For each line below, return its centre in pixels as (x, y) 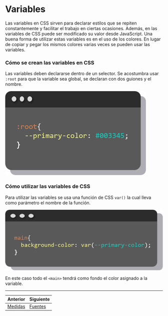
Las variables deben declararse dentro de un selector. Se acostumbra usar (82, 74)
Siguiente (39, 299)
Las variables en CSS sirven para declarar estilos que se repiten (71, 23)
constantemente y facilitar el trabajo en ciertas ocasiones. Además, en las (81, 28)
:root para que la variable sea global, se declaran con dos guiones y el (78, 79)
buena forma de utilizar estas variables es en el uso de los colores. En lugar (83, 39)
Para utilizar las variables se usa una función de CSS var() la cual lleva (78, 197)
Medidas (16, 306)
